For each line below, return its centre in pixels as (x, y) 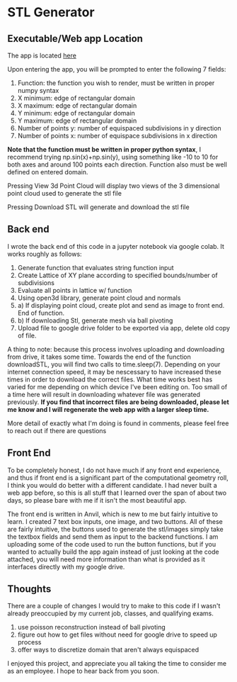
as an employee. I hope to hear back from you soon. (83, 671)
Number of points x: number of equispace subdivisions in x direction (117, 136)
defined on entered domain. (48, 172)
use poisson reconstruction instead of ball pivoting (92, 627)
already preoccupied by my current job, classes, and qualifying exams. (110, 613)
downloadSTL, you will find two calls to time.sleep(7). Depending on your (114, 364)
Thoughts (29, 589)
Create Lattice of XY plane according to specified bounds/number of (117, 275)
